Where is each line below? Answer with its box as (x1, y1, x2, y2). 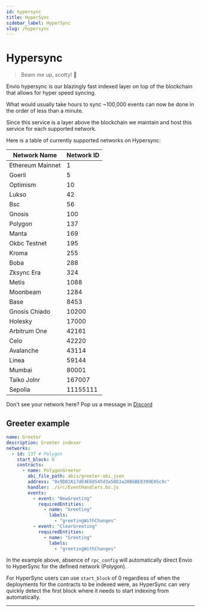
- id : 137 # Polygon (11, 451, 63, 457)
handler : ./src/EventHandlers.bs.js (28, 484, 119, 490)
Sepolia (9, 385, 31, 394)
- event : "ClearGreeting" (32, 523, 98, 529)
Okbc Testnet (9, 239, 47, 248)
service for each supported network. (6, 125, 97, 133)
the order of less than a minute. (6, 107, 84, 115)
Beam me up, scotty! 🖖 (20, 71, 77, 79)
